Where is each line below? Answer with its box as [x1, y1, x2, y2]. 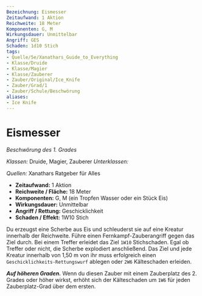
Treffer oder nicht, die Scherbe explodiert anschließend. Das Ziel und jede [6, 245, 192, 252]
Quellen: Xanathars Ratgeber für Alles [6, 169, 100, 177]
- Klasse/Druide [6, 60, 47, 66]
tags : [6, 49, 20, 55]
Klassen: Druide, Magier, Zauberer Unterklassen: [6, 158, 129, 165]
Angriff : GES [6, 37, 40, 43]
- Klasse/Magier [6, 65, 47, 72]
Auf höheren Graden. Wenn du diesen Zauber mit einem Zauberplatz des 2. [6, 269, 197, 277]
